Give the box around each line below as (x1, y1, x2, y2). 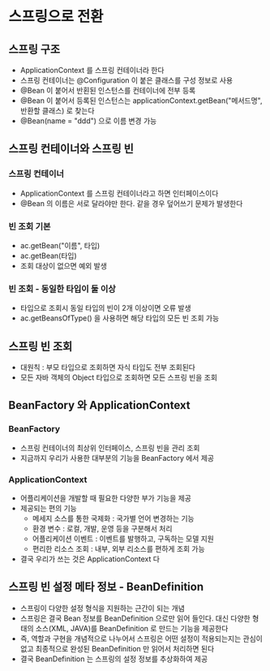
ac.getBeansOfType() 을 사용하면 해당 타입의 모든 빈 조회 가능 (19, 313, 220, 323)
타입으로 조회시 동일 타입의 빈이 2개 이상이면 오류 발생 (19, 303, 192, 313)
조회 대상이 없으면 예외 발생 (19, 260, 108, 270)
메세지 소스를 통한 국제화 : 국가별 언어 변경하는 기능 (32, 514, 195, 523)
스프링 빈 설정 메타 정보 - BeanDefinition (8, 580, 204, 594)
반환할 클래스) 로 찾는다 (19, 106, 95, 115)
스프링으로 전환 (8, 7, 104, 26)
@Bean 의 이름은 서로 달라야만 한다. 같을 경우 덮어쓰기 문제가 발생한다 (19, 198, 243, 208)
